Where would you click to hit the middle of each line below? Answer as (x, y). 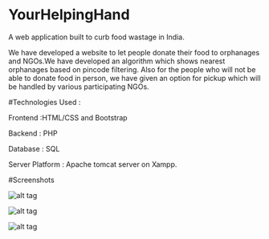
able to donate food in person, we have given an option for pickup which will (134, 78)
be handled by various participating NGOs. (79, 87)
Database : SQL (34, 148)
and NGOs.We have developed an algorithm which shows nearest (117, 61)
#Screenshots (31, 180)
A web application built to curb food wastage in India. (96, 37)
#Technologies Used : (45, 102)
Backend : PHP (33, 133)
